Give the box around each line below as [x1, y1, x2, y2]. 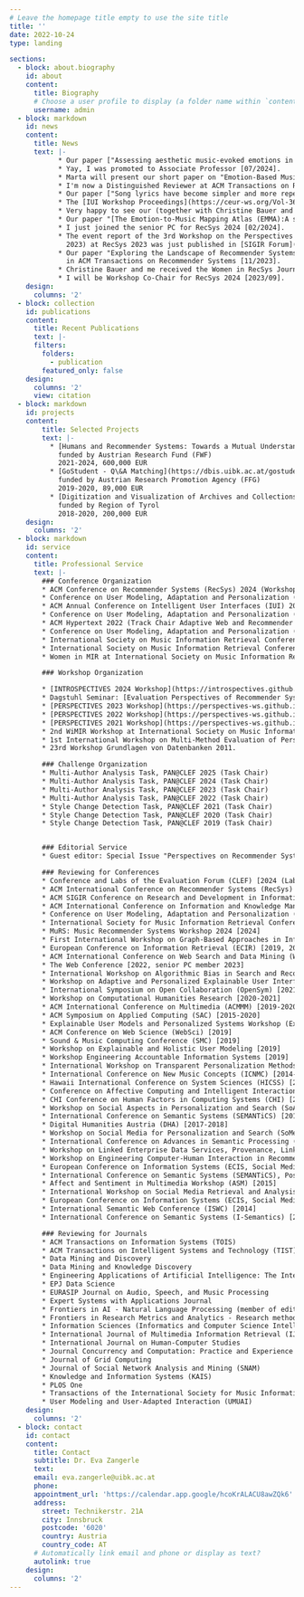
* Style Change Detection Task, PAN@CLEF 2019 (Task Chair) [42, 819, 273, 828]
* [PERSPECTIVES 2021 [42, 718, 124, 727]
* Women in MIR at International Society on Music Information [42, 652, 285, 661]
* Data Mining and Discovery [42, 1254, 152, 1263]
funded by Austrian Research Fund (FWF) [57, 450, 213, 460]
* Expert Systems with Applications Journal [42, 1296, 213, 1306]
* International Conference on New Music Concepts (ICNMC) [42, 1069, 270, 1079]
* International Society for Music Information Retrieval [42, 918, 265, 927]
